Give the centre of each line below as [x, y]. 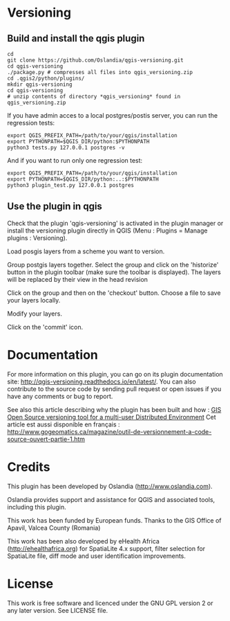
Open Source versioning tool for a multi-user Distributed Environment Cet [112, 417]
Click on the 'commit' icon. [45, 327]
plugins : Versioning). [37, 237]
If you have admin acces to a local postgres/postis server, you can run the [113, 115]
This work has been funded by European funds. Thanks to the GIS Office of [115, 520]
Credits [29, 467]
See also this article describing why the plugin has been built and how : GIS [114, 409]
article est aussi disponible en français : [64, 424]
